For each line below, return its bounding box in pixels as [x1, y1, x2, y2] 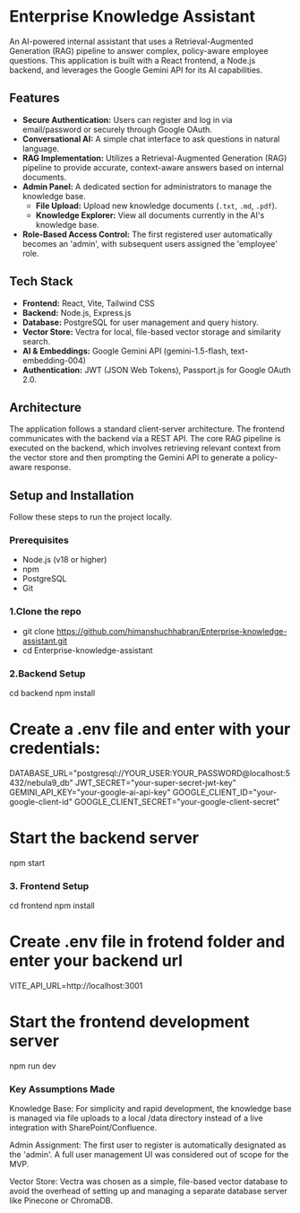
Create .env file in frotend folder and [9, 931, 286, 952]
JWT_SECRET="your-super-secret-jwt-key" [74, 778, 237, 789]
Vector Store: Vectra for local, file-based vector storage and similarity [21, 326, 281, 337]
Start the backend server [9, 828, 200, 849]
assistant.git [21, 635, 68, 646]
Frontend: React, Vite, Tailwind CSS [21, 298, 155, 309]
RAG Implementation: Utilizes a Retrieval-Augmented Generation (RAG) [21, 153, 287, 163]
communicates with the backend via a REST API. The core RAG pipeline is [9, 433, 281, 444]
